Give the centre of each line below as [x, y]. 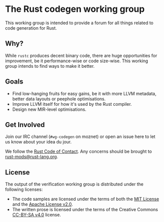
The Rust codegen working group [75, 9]
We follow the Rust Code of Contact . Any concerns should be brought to [79, 151]
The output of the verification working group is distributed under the [74, 184]
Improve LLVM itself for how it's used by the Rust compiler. [72, 104]
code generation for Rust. [31, 28]
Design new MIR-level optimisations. [49, 109]
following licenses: [24, 189]
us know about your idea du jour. [38, 142]
